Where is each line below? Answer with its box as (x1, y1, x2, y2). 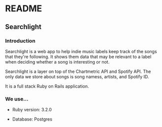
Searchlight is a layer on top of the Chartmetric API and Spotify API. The (5, 68, 151, 74)
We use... (5, 95, 29, 102)
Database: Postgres (12, 116, 53, 122)
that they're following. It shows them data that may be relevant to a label (5, 54, 152, 60)
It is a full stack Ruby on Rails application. (5, 83, 90, 89)
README (5, 3, 42, 14)
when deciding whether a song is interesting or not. (5, 59, 110, 64)
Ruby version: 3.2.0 (12, 107, 52, 113)
